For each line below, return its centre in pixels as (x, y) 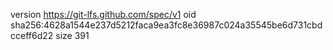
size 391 (72, 35)
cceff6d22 (32, 35)
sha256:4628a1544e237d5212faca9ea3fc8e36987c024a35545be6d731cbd (166, 25)
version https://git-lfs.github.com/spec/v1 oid (103, 14)
